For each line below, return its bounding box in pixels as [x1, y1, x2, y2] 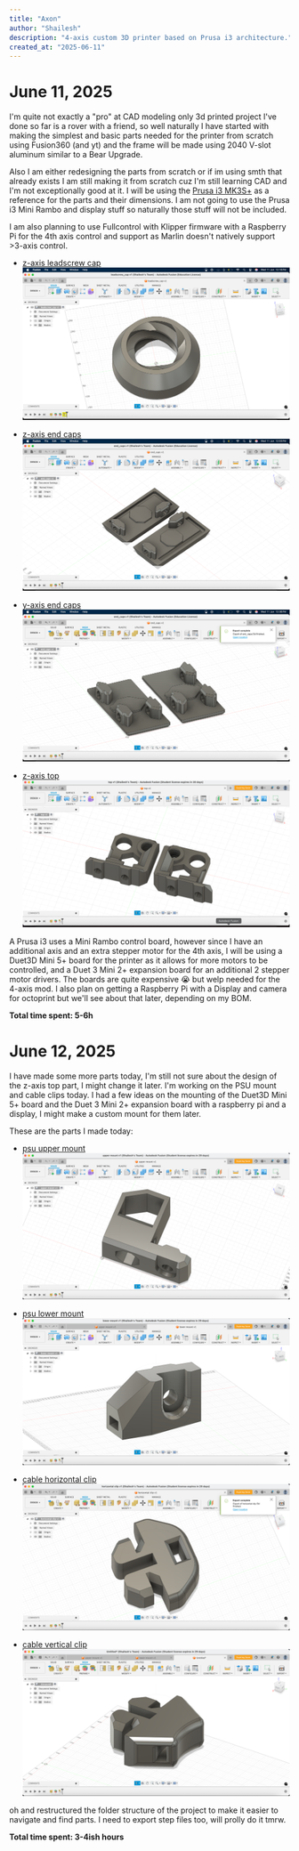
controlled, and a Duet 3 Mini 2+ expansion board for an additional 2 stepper [9, 964, 290, 974]
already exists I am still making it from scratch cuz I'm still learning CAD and [9, 176, 287, 187]
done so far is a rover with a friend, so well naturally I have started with [9, 121, 270, 132]
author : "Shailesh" [9, 23, 82, 33]
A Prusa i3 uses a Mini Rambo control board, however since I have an [9, 935, 263, 947]
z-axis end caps [21, 428, 82, 440]
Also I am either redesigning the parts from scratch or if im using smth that [9, 166, 283, 177]
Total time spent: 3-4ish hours [9, 1831, 125, 1842]
